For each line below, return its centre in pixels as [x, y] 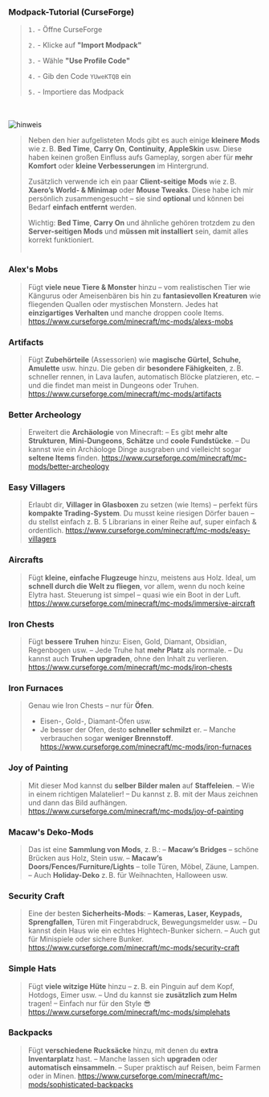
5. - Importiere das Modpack [76, 92]
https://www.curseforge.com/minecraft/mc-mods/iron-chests [130, 668]
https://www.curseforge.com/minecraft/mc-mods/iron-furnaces [146, 747]
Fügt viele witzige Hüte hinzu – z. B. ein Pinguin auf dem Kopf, [131, 986]
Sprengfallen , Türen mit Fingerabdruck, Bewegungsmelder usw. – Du [143, 922]
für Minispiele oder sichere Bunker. [86, 939]
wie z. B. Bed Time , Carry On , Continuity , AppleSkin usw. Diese [135, 149]
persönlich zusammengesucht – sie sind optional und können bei [136, 199]
